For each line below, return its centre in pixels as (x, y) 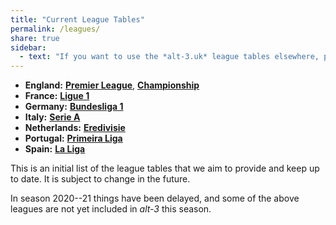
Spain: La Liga (55, 149)
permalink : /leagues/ (55, 29)
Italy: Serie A (52, 117)
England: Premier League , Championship (112, 85)
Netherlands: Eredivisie (75, 128)
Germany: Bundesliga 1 (74, 107)
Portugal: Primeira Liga (73, 138)
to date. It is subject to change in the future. (100, 179)
